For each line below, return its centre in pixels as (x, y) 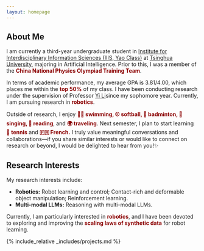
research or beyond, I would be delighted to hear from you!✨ (83, 146)
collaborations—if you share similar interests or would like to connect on (97, 139)
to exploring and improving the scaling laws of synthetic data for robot (96, 223)
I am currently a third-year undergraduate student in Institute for (87, 51)
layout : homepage (28, 12)
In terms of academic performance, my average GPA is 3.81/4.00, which (97, 82)
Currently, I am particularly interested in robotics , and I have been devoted (100, 217)
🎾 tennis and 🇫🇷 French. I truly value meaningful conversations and (92, 133)
